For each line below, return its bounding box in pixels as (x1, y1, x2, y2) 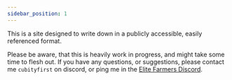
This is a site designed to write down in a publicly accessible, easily (7, 29, 203, 38)
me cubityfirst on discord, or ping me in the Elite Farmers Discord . (7, 65, 203, 73)
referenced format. (7, 36, 62, 45)
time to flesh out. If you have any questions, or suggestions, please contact (7, 57, 224, 66)
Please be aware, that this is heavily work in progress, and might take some (7, 50, 226, 58)
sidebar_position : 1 (7, 10, 68, 17)
